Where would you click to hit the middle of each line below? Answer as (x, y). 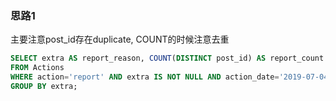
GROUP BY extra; (44, 86)
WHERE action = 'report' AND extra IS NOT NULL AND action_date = (145, 77)
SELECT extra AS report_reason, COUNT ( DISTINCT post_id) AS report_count (167, 58)
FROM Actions (37, 68)
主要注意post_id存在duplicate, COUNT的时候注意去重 (120, 39)
